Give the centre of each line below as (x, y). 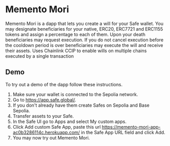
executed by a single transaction (40, 56)
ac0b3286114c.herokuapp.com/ (46, 132)
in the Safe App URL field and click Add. (123, 132)
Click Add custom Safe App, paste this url (57, 127)
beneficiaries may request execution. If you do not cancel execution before (84, 40)
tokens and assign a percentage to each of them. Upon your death (76, 34)
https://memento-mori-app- (131, 127)
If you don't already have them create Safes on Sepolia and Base (81, 105)
